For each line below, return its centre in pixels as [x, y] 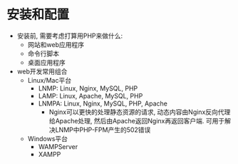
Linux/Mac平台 [50, 80]
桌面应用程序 [46, 62]
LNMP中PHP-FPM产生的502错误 [103, 130]
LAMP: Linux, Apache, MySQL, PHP [90, 96]
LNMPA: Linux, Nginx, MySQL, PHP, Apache [103, 103]
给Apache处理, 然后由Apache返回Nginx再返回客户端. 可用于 [137, 121]
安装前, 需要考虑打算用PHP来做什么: [70, 36]
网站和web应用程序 [56, 44]
